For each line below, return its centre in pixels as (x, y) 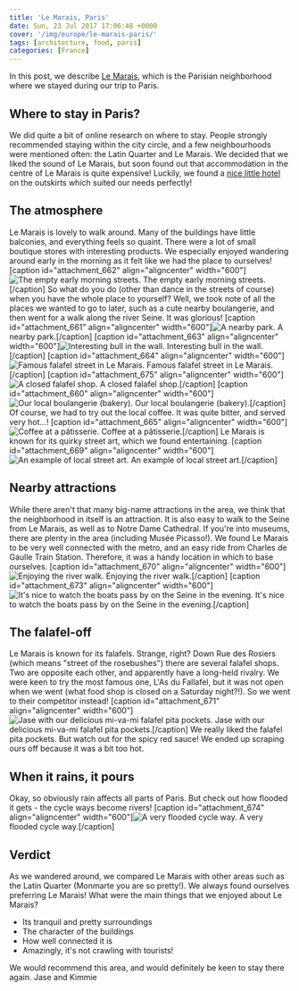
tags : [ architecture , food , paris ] (75, 42)
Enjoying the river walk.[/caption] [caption (183, 576)
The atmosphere (56, 211)
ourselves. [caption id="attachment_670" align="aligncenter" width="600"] (148, 566)
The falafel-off (50, 632)
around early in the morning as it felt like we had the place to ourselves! (141, 261)
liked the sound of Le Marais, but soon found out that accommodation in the (149, 163)
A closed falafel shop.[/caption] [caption (174, 384)
